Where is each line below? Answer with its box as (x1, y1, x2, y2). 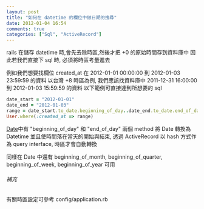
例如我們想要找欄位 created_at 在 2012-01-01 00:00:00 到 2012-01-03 (6, 69, 180, 76)
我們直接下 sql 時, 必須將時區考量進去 (16, 56, 110, 64)
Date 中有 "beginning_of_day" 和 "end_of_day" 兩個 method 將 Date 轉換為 (6, 125, 191, 132)
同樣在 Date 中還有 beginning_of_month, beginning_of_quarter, (6, 153, 163, 161)
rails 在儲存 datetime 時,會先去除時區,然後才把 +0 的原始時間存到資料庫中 (6, 49, 189, 56)
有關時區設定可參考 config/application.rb (6, 195, 108, 203)
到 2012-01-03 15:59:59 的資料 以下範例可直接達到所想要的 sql (6, 84, 162, 91)
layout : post (6, 8, 39, 15)
